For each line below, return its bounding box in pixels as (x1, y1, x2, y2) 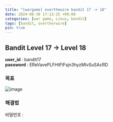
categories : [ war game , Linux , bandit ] (5, 16, 87, 21)
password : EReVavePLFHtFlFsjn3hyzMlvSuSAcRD (5, 62, 108, 68)
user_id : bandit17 (5, 56, 42, 62)
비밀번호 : (5, 111, 24, 118)
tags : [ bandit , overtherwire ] (5, 21, 67, 26)
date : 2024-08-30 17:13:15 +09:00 (5, 12, 76, 17)
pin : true (5, 25, 26, 30)
